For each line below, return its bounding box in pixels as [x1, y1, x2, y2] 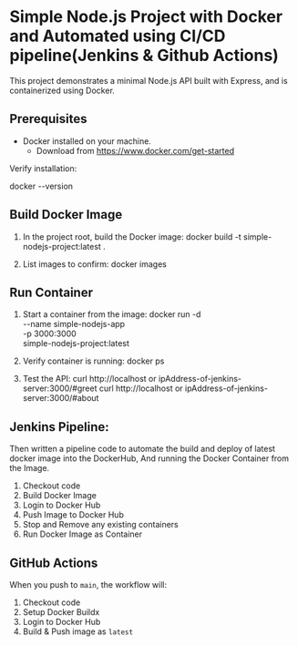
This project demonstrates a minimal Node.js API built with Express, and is [9, 75, 289, 86]
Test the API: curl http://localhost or [22, 374, 157, 385]
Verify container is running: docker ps [22, 355, 165, 366]
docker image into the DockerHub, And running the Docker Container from [9, 453, 290, 464]
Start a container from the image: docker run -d [22, 309, 201, 320]
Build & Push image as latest [22, 626, 134, 637]
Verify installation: [9, 162, 77, 174]
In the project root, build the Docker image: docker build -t [22, 231, 241, 242]
